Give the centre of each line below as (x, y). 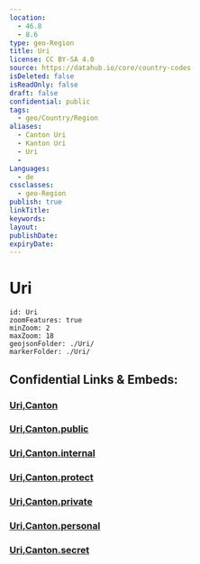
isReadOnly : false (44, 85)
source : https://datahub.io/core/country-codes (100, 68)
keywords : (28, 218)
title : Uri (30, 51)
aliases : (26, 127)
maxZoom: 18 (32, 336)
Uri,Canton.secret (50, 550)
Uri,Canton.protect (51, 478)
